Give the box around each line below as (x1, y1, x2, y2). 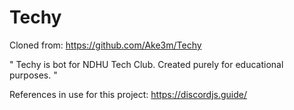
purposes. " (9, 69, 58, 81)
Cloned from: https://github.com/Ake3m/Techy (9, 39, 202, 51)
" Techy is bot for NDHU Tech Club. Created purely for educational (9, 58, 284, 70)
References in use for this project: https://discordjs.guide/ (9, 88, 248, 100)
